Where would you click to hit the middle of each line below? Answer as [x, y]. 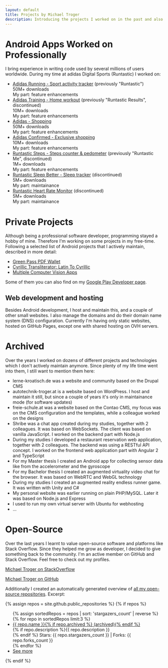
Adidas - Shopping [32, 121]
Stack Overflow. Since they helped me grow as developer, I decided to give [83, 549]
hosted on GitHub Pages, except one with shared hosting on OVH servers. [82, 326]
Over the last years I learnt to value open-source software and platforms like [84, 543]
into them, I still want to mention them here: [50, 371]
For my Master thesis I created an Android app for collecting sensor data [88, 461]
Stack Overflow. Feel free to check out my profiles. [58, 559]
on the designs [28, 418]
